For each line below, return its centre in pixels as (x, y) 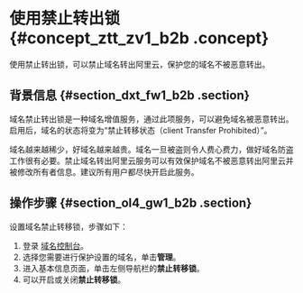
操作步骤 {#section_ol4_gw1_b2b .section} (131, 203)
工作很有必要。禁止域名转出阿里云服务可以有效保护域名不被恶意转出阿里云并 (151, 160)
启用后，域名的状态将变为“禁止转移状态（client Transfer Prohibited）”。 (141, 130)
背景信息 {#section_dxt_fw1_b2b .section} (130, 96)
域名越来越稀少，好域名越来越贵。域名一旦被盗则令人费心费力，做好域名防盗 (151, 149)
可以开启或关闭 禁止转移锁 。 (74, 279)
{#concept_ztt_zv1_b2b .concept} (139, 38)
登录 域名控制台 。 (55, 245)
